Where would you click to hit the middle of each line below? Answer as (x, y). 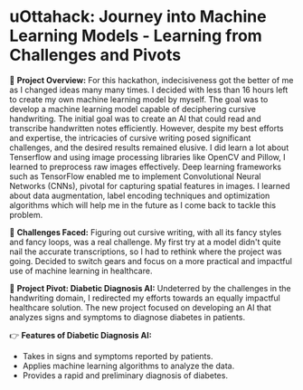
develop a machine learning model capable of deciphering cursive (133, 109)
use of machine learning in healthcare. (81, 271)
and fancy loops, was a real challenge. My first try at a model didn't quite (145, 242)
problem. (26, 214)
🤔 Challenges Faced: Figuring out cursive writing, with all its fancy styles (146, 232)
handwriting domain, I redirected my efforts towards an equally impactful (145, 298)
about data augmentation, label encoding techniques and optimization (140, 195)
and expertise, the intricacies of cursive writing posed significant (130, 138)
